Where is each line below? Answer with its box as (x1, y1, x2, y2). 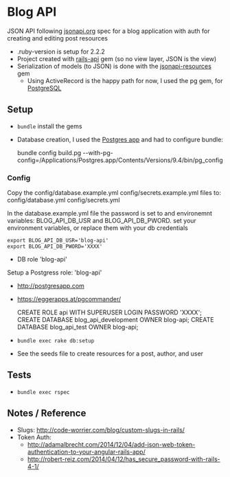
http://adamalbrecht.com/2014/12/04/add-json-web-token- (27, 440, 196, 448)
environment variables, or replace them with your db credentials (7, 224, 189, 232)
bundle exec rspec (16, 388, 70, 395)
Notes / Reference (7, 408, 87, 419)
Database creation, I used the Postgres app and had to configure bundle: (16, 135, 223, 143)
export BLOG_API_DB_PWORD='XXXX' (7, 243, 103, 251)
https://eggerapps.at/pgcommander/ (16, 295, 122, 303)
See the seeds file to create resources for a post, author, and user (16, 349, 204, 358)
